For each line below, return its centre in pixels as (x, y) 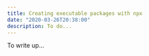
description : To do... (39, 26)
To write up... (26, 46)
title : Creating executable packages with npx (75, 13)
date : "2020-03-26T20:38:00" (49, 20)
